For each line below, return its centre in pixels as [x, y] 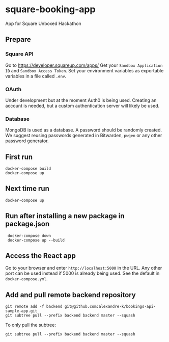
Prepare [18, 40]
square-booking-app [50, 9]
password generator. [27, 141]
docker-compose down [29, 235]
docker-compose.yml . [26, 279]
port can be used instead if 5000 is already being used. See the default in [82, 273]
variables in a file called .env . [36, 76]
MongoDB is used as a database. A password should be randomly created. [83, 130]
